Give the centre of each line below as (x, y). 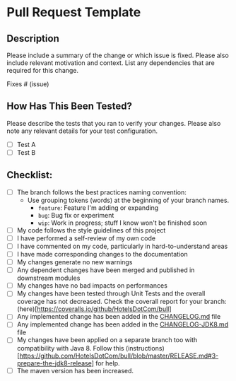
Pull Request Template (74, 12)
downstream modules (48, 278)
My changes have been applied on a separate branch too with (107, 340)
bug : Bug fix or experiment (76, 215)
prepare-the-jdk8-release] (55, 363)
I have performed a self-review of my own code (86, 238)
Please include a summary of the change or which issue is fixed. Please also (118, 55)
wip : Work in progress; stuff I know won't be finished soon (123, 223)
